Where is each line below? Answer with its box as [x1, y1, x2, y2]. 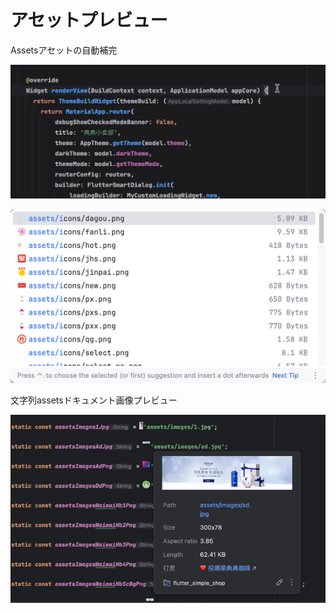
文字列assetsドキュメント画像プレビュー [10, 394, 178, 406]
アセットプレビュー [10, 9, 168, 32]
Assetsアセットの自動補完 [10, 44, 118, 56]
